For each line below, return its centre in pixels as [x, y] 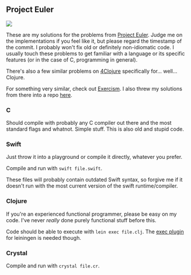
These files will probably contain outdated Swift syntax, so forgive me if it [94, 180]
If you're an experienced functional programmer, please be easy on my [91, 214]
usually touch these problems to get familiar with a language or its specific [95, 53]
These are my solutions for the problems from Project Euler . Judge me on [94, 35]
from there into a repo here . [39, 95]
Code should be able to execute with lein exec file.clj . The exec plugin [95, 232]
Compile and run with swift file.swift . [54, 168]
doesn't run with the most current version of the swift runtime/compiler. [92, 186]
